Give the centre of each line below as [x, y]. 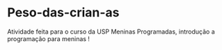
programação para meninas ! [49, 38]
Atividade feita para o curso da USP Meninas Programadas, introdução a [111, 32]
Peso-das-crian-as [63, 13]
